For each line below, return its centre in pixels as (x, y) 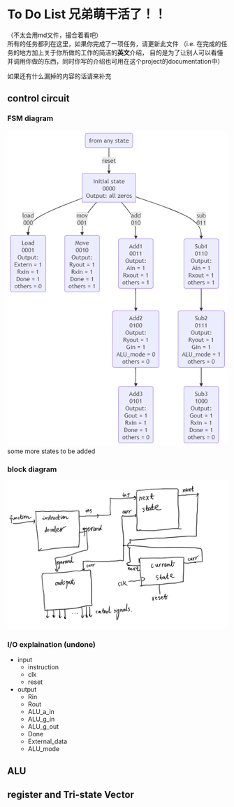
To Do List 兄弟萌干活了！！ (87, 14)
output (27, 690)
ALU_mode (44, 749)
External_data (47, 741)
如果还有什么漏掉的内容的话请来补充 (59, 76)
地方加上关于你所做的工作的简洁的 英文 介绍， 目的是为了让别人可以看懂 (121, 52)
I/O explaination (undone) (51, 644)
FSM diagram (30, 118)
